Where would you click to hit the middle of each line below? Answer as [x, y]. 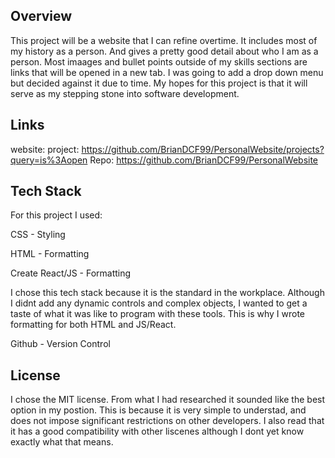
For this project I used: [56, 215]
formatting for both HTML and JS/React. [93, 325]
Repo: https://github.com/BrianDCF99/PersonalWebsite [204, 160]
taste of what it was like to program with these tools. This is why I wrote [157, 314]
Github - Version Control [60, 344]
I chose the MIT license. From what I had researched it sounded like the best [168, 400]
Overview [41, 16]
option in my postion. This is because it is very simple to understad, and [158, 410]
